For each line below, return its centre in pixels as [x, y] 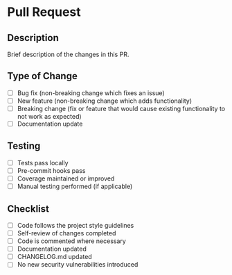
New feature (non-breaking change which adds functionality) [105, 101]
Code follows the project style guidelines [75, 225]
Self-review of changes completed [66, 233]
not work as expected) [49, 116]
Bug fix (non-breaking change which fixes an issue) [91, 93]
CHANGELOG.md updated [54, 257]
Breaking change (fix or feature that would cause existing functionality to [121, 108]
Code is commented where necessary [71, 241]
